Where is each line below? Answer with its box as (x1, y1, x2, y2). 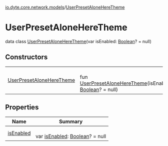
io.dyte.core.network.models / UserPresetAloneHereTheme (5, 5, 125, 10)
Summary (59, 118, 83, 125)
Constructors (5, 53, 48, 62)
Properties (5, 103, 39, 112)
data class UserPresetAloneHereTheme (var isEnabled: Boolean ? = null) (5, 38, 151, 44)
